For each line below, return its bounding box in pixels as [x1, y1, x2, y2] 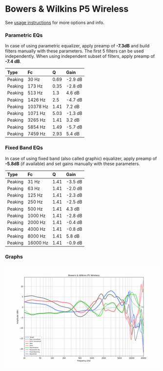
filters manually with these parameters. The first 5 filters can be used [5, 48, 144, 54]
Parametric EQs [5, 32, 43, 39]
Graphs [5, 253, 23, 260]
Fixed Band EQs [5, 144, 43, 151]
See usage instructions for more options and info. [5, 20, 105, 25]
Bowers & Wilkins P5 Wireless [5, 3, 129, 15]
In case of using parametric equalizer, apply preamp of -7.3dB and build [5, 43, 150, 49]
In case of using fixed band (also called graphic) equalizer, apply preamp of [5, 155, 157, 161]
